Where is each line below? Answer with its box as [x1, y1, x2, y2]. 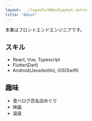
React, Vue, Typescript [12, 57, 61, 63]
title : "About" [5, 12, 37, 17]
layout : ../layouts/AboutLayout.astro [5, 7, 87, 13]
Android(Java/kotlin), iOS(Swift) [12, 67, 79, 73]
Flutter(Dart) [12, 62, 39, 68]
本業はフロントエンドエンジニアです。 [5, 26, 85, 33]
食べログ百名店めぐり [12, 98, 57, 104]
